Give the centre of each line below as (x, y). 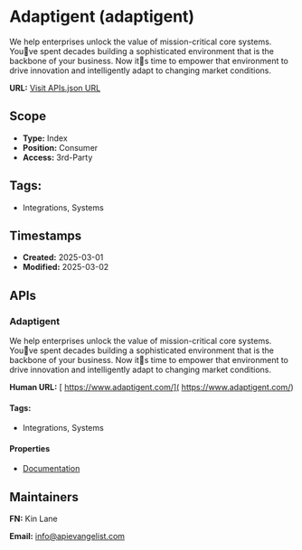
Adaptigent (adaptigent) (102, 17)
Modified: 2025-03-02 (66, 267)
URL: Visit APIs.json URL (55, 88)
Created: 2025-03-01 (63, 257)
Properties (30, 448)
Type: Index (45, 138)
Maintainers (44, 497)
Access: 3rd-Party (57, 157)
